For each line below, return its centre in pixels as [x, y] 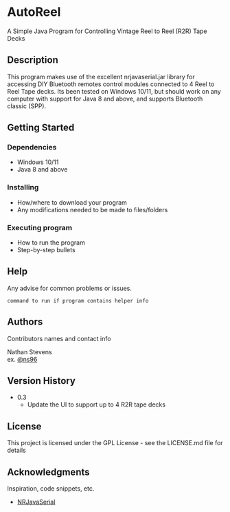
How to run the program [51, 243]
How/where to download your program [72, 202]
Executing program [40, 227]
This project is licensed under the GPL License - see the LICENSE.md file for [115, 443]
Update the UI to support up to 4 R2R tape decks [96, 405]
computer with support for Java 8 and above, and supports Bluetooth [105, 99]
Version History [41, 381]
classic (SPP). [27, 106]
